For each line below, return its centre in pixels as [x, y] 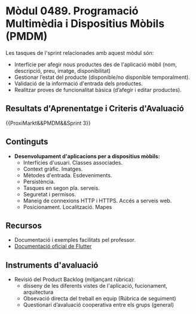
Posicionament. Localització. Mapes [68, 207]
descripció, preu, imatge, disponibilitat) [62, 70]
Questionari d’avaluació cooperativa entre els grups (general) [99, 305]
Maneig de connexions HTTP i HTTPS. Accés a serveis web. [97, 201]
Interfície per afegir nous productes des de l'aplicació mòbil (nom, [96, 64]
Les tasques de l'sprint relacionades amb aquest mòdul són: [80, 53]
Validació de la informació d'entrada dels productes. [78, 83]
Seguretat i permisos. [50, 194]
